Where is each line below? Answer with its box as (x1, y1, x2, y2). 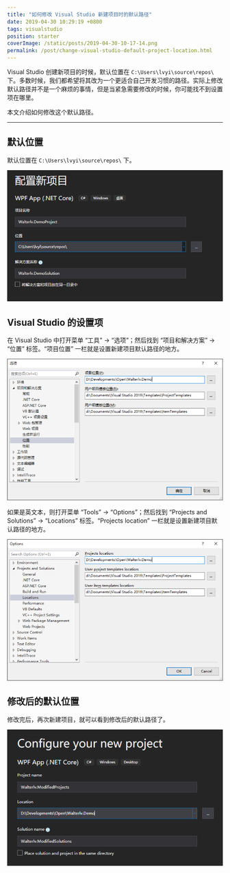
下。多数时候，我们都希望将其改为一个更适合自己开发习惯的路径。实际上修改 (7, 76, 223, 84)
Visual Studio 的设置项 (7, 316, 104, 328)
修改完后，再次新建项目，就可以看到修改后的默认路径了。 (7, 715, 169, 723)
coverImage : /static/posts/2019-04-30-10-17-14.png (7, 40, 157, 47)
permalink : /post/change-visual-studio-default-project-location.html (7, 47, 213, 54)
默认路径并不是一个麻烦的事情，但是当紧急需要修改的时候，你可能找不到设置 (7, 85, 223, 93)
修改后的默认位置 (7, 696, 79, 708)
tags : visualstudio (7, 25, 63, 32)
